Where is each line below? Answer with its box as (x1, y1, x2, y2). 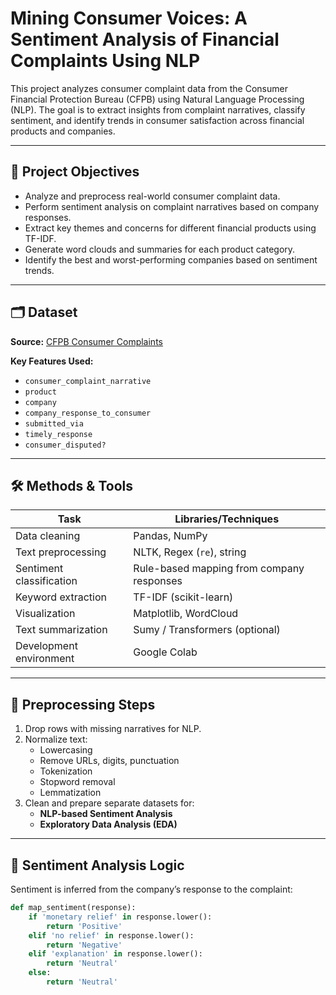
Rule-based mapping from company (133, 562, 305, 576)
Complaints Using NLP (10, 50, 201, 72)
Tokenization (39, 765, 93, 777)
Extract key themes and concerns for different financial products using (24, 222, 317, 234)
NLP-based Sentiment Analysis (39, 808, 173, 820)
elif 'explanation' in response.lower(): (28, 949, 203, 959)
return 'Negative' (46, 940, 123, 950)
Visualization (15, 607, 76, 621)
